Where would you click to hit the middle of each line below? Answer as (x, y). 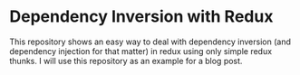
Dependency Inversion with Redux (141, 17)
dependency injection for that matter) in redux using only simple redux (141, 51)
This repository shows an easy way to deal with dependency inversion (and (150, 42)
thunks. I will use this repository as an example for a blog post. (126, 61)
